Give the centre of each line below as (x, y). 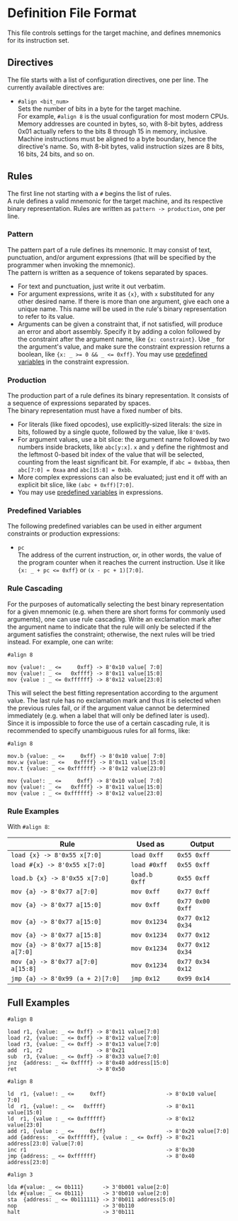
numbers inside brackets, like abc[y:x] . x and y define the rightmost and (123, 447)
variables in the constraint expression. (73, 362)
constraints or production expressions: (64, 533)
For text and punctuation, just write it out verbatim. (91, 286)
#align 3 (20, 1174)
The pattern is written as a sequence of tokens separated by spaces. (108, 272)
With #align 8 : (29, 827)
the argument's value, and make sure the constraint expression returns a (124, 347)
